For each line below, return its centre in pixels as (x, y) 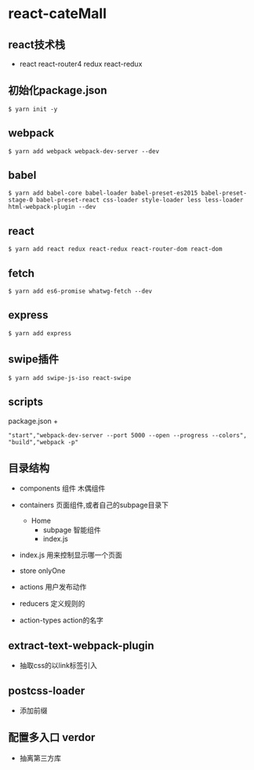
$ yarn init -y (33, 109)
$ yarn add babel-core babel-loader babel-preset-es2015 (103, 193)
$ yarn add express (40, 333)
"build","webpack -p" (44, 442)
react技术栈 (36, 44)
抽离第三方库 (40, 757)
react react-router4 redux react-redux (81, 64)
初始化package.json (58, 91)
